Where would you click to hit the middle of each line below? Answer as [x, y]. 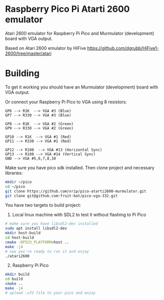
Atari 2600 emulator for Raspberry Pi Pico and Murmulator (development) [80, 33]
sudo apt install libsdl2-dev [36, 228]
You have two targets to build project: [43, 205]
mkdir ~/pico [18, 182]
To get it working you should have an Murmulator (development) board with [82, 87]
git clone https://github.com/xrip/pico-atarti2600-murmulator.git [76, 191]
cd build [14, 279]
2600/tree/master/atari [28, 53]
